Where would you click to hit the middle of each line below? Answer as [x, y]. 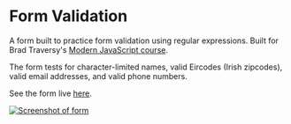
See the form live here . [51, 93]
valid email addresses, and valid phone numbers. [98, 76]
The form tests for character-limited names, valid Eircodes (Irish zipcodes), [146, 67]
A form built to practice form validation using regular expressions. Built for [144, 40]
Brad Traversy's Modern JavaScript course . [88, 49]
